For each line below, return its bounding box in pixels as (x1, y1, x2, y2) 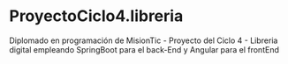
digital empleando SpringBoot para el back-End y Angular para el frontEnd (9, 44, 280, 54)
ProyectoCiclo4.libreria (9, 6, 184, 26)
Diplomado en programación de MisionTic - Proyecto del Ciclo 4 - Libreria (9, 35, 278, 46)
